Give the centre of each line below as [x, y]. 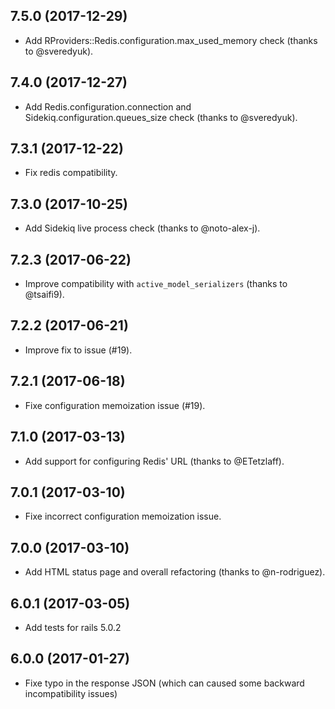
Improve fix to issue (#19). [78, 350]
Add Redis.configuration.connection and [108, 106]
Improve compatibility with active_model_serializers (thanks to [156, 284]
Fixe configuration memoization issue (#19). [115, 405]
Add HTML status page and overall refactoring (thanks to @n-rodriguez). [175, 572]
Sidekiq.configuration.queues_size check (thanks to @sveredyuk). [161, 117]
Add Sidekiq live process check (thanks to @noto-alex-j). [142, 228]
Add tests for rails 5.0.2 [73, 627]
